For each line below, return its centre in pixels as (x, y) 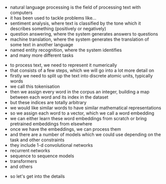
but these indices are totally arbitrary (48, 102)
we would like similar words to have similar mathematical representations (86, 108)
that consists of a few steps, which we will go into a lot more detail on (82, 70)
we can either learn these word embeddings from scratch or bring (78, 118)
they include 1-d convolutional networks (51, 145)
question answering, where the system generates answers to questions (84, 34)
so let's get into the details (37, 176)
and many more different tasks (42, 55)
